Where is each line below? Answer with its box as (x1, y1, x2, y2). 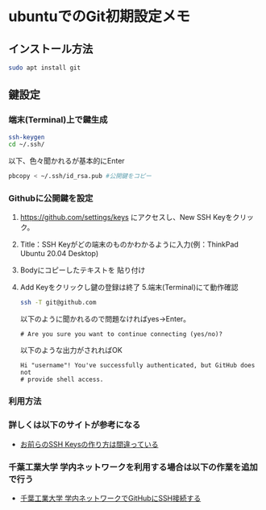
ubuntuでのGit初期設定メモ (8, 7, 191, 26)
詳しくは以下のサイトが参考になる (8, 420, 141, 431)
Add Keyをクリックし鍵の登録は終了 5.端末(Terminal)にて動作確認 (19, 283, 239, 292)
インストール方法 (8, 42, 94, 56)
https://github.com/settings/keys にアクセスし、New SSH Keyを (19, 213, 233, 222)
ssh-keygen (8, 133, 45, 141)
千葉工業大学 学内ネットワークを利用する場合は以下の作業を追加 (8, 461, 258, 472)
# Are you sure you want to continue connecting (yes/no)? (19, 330, 223, 338)
